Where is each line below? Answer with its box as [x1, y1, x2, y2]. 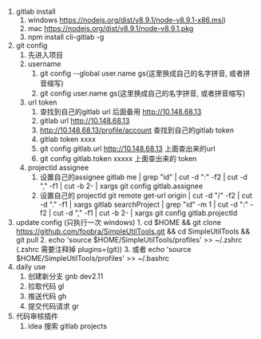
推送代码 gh [27, 291, 67, 301]
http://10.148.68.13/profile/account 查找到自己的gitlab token [39, 125, 234, 135]
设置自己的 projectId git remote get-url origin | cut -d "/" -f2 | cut [39, 191, 253, 200]
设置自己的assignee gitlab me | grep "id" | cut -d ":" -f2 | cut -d [39, 172, 247, 182]
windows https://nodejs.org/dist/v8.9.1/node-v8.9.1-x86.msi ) [27, 15, 226, 25]
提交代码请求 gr [27, 302, 80, 310]
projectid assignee [27, 163, 89, 172]
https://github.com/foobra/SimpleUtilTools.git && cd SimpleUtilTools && [15, 227, 251, 236]
